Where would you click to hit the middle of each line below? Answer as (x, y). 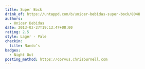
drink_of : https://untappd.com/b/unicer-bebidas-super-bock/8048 (72, 14)
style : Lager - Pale (26, 37)
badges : (13, 50)
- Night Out (22, 55)
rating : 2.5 (17, 32)
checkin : (14, 41)
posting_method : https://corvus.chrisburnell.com (56, 59)
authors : (14, 18)
